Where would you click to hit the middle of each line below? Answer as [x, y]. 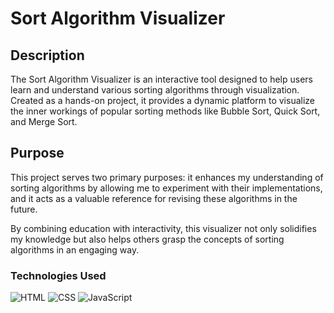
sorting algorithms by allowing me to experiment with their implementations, [166, 188]
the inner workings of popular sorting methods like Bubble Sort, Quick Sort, [165, 111]
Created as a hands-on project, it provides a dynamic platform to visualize [162, 100]
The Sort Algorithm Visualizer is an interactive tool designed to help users [162, 79]
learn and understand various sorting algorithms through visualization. [155, 90]
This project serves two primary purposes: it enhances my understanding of [167, 177]
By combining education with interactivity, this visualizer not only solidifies [163, 228]
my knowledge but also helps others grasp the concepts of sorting [147, 239]
